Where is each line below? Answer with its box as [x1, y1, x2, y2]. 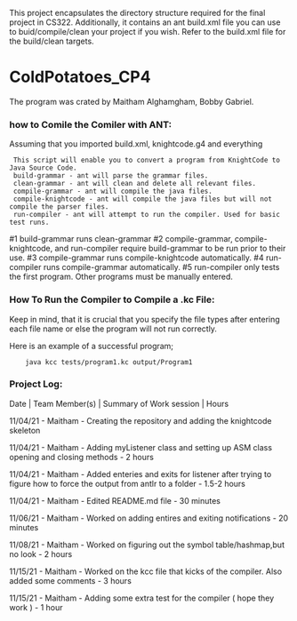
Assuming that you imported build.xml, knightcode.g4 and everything [9, 139, 263, 149]
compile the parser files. [9, 203, 109, 211]
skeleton [9, 425, 41, 435]
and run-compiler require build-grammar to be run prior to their [54, 243, 286, 254]
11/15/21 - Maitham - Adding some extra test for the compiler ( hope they [9, 593, 274, 603]
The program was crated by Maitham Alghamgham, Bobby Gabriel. [9, 96, 254, 107]
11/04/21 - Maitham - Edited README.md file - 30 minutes [9, 495, 221, 506]
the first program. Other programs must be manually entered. [9, 271, 234, 283]
